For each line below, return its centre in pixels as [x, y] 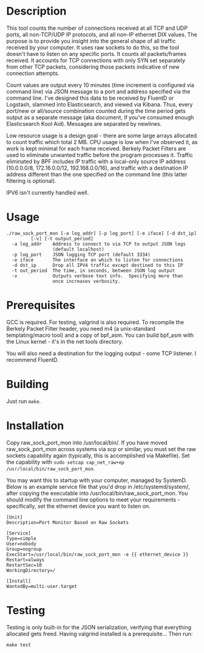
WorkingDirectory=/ [31, 570]
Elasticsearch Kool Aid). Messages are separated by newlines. [84, 123]
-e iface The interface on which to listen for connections [97, 260]
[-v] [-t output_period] [62, 238]
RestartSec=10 [24, 565]
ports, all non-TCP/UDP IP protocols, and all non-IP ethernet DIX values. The [102, 34]
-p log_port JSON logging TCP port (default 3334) [81, 254]
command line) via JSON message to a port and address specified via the [98, 91]
